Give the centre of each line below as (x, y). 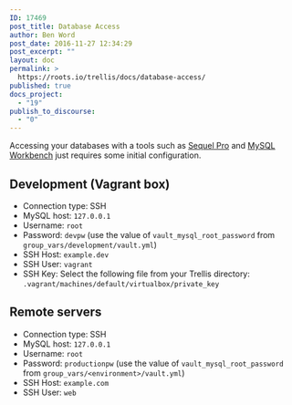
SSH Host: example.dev (66, 254)
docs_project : (36, 94)
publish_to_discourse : (52, 111)
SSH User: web (49, 392)
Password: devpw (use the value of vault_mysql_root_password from (149, 234)
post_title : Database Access (65, 26)
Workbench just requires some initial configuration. (105, 155)
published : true (40, 86)
